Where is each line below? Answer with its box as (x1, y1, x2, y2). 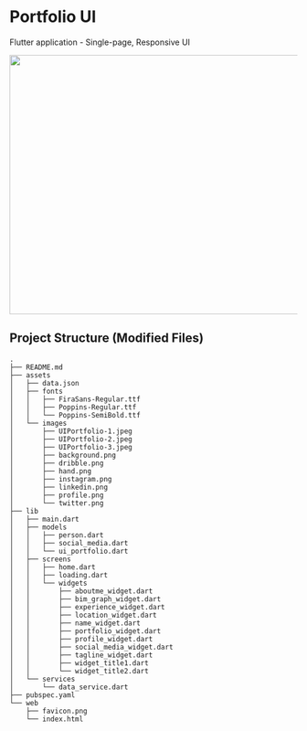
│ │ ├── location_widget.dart (9, 610, 157, 620)
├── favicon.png (26, 706, 89, 715)
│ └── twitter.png (9, 498, 104, 508)
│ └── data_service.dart (9, 683, 129, 692)
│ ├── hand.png (9, 466, 92, 476)
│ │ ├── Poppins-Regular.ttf (9, 402, 137, 412)
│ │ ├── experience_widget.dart (9, 602, 166, 611)
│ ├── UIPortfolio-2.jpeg (9, 434, 132, 444)
